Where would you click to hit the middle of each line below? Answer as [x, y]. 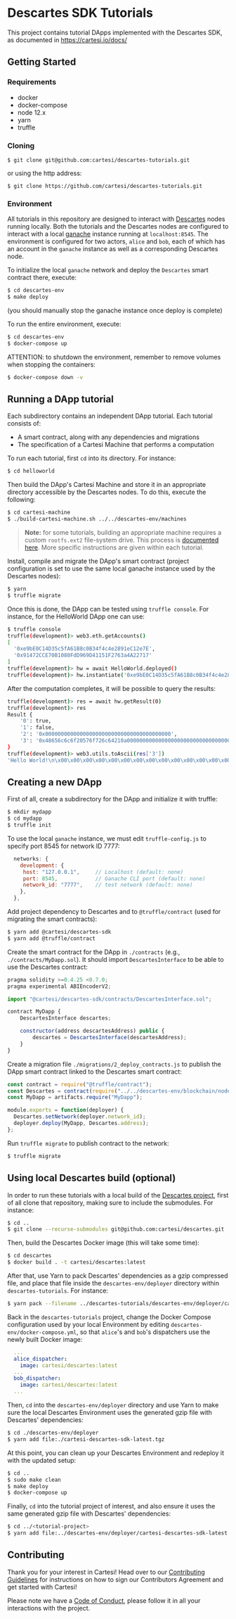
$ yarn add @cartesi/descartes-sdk [59, 932]
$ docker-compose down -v [45, 377]
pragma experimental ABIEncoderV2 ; [59, 986]
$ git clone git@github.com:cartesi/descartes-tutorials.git [99, 160]
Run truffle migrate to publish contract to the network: [88, 1143]
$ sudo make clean [34, 1480]
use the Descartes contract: [47, 967]
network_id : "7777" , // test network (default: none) [108, 885]
